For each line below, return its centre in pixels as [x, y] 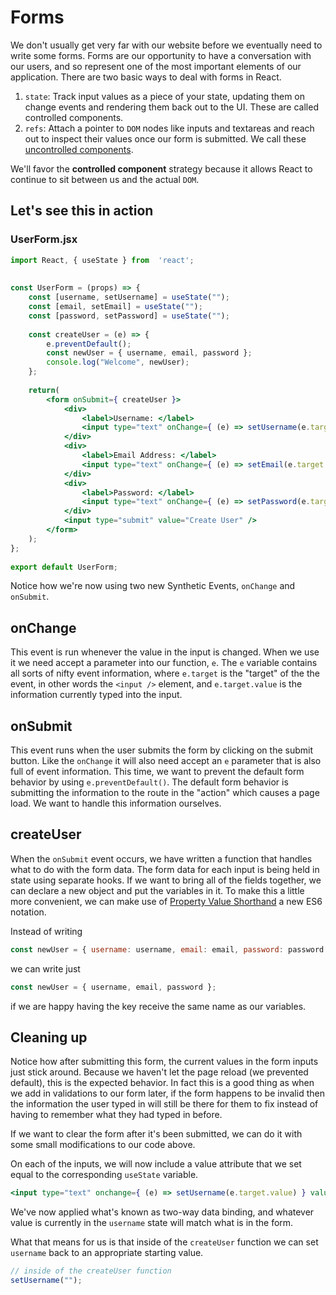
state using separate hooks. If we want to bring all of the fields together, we [166, 880]
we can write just [45, 968]
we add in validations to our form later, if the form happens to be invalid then [167, 1093]
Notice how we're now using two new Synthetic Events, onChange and [153, 586]
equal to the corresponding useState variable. [104, 1175]
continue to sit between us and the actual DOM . [105, 179]
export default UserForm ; [64, 567]
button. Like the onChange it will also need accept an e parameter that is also [166, 760]
